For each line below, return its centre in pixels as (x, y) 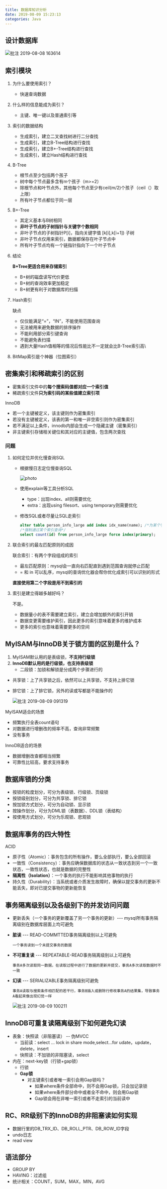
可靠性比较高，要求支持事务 (41, 762)
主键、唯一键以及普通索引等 (48, 115)
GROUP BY (24, 1170)
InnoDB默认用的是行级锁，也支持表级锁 (53, 663)
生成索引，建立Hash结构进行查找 (53, 155)
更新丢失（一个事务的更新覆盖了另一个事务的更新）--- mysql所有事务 (83, 918)
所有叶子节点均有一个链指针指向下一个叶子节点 (68, 245)
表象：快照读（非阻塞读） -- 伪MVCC (50, 1036)
